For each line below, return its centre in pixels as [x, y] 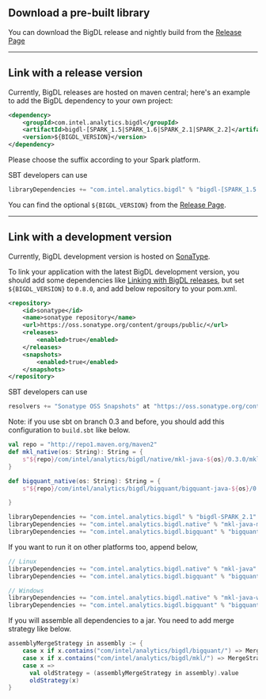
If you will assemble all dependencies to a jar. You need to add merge [122, 620]
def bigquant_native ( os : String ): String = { [84, 481]
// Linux [23, 561]
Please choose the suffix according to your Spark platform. [104, 159]
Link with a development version [90, 237]
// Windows [26, 590]
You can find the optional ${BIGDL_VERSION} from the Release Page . [118, 205]
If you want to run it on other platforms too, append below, [103, 547]
